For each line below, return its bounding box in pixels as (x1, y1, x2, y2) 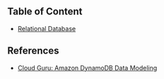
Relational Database (17, 24, 76, 32)
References (7, 45, 59, 57)
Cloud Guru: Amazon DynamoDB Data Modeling (17, 63, 158, 72)
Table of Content (7, 6, 83, 18)
